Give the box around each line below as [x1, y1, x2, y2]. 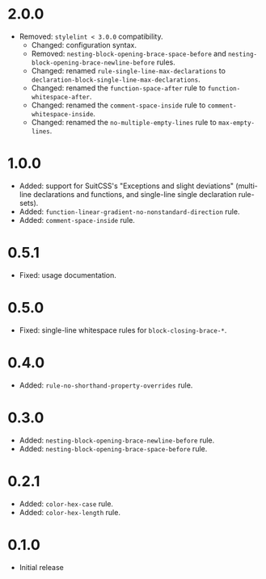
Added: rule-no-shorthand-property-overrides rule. [19, 380, 193, 390]
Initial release [19, 562, 64, 572]
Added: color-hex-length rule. [19, 507, 120, 517]
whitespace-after [31, 93, 91, 101]
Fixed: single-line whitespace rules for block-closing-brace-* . [19, 325, 227, 335]
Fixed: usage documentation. [19, 270, 116, 279]
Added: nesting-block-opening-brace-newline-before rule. [19, 435, 215, 445]
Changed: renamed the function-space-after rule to [31, 82, 206, 93]
